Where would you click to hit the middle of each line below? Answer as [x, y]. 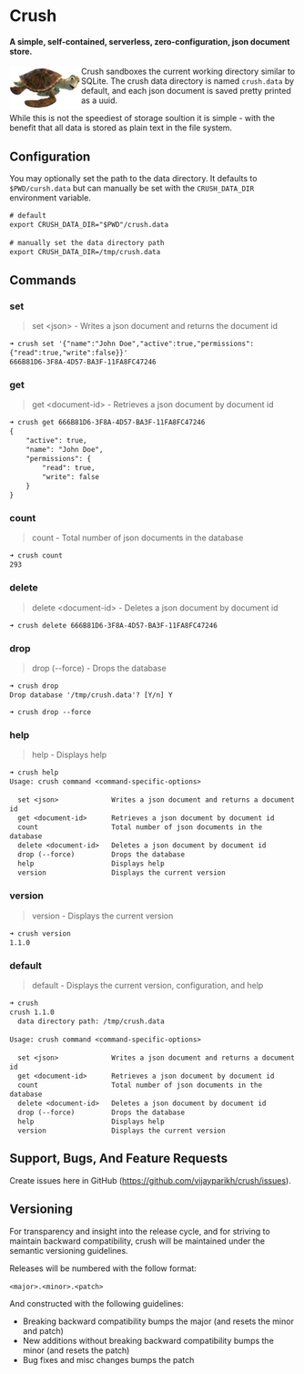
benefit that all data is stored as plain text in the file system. [121, 128]
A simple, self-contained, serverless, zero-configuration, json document [150, 41]
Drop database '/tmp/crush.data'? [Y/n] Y [91, 695]
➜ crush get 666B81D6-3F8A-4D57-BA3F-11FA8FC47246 [107, 423]
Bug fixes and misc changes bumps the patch [108, 1359]
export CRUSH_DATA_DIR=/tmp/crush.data [85, 252]
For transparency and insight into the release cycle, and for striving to [140, 1231]
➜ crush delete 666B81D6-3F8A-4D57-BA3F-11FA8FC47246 [114, 625]
